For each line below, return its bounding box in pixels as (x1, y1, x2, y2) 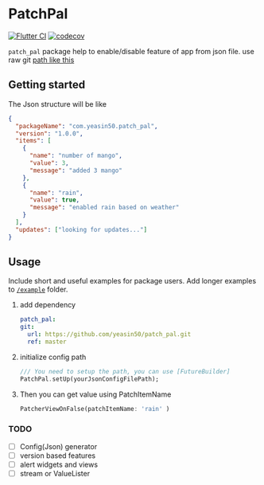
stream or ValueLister (19, 469, 90, 479)
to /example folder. (8, 284, 68, 295)
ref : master (27, 338, 67, 346)
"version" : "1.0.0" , (15, 129, 83, 138)
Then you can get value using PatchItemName (19, 389, 172, 399)
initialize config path (19, 352, 87, 362)
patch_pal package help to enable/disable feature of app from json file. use (8, 46, 254, 56)
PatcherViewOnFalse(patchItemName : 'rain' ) (19, 405, 170, 413)
